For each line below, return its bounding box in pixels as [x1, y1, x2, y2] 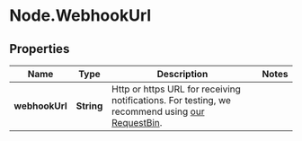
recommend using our [111, 105, 205, 118]
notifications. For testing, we [111, 94, 232, 106]
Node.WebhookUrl [9, 5, 152, 26]
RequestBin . [111, 117, 163, 128]
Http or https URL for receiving [111, 83, 241, 95]
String [75, 100, 103, 112]
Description [156, 68, 209, 80]
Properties [9, 41, 70, 57]
